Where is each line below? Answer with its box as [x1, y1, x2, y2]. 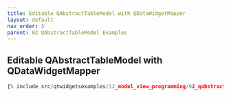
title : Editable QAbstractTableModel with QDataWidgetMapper [7, 10, 186, 17]
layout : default [7, 16, 54, 23]
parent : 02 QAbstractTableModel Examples [7, 29, 128, 36]
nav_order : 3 [7, 23, 45, 29]
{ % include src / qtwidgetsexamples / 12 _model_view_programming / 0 [7, 83, 192, 90]
